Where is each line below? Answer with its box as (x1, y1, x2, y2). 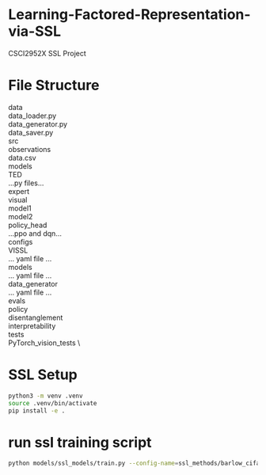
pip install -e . (8, 406, 66, 415)
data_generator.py (8, 119, 68, 128)
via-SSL (8, 22, 62, 40)
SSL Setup (8, 366, 78, 384)
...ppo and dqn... (8, 228, 62, 238)
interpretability (8, 321, 56, 330)
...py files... (8, 178, 44, 188)
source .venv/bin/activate (8, 399, 97, 407)
